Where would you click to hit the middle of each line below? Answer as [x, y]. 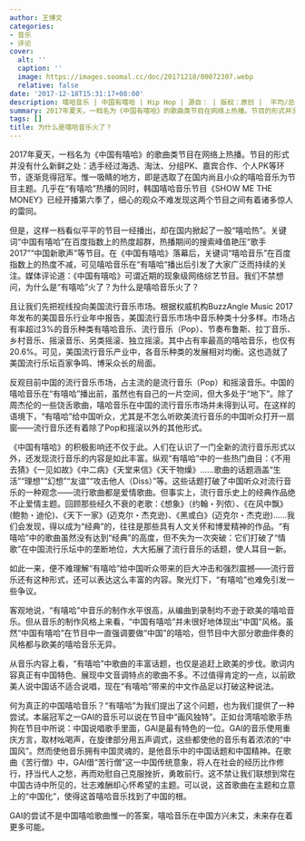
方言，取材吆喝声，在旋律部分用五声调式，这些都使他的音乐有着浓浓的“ [150, 739]
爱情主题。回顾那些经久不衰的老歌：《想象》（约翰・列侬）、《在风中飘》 [156, 504]
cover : [22, 52]
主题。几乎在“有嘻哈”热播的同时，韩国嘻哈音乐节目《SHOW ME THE [145, 188]
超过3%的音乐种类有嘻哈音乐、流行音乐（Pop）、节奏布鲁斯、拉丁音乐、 [160, 329]
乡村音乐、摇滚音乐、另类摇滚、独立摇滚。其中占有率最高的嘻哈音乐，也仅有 [152, 340]
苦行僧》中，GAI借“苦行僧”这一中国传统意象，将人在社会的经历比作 [151, 762]
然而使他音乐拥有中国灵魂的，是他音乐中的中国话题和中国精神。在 [160, 751]
